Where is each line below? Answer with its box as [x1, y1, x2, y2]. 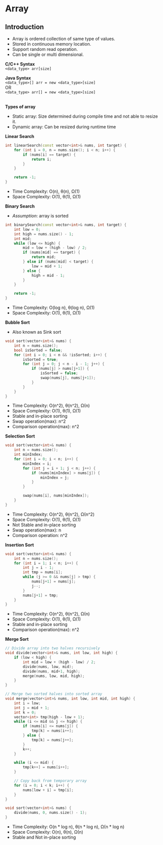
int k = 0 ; [14, 710, 36, 715]
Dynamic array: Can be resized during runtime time [12, 124, 116, 130]
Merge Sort [5, 636, 29, 642]
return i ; [31, 157, 52, 162]
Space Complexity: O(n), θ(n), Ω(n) [12, 829, 84, 835]
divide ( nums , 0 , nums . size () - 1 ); [14, 810, 87, 815]
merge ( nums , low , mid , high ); [23, 673, 85, 678]
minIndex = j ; [40, 475, 69, 480]
